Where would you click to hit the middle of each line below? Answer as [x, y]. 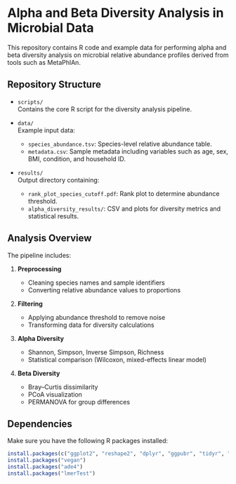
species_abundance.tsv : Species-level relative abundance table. [120, 144]
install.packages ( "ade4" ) [45, 467]
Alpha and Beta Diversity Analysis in [116, 13]
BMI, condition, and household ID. [77, 159]
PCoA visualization [55, 394]
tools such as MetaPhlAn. [44, 62]
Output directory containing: [58, 180]
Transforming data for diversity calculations [91, 325]
